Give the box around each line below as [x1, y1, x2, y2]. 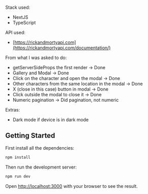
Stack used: [5, 5, 31, 10]
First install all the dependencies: [5, 145, 75, 151]
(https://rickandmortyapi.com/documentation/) [12, 45, 111, 50]
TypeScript [12, 20, 36, 25]
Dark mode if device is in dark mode [12, 117, 89, 123]
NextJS [12, 14, 28, 20]
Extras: [5, 107, 20, 113]
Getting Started [5, 131, 55, 140]
